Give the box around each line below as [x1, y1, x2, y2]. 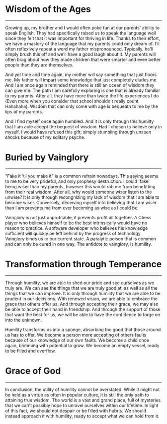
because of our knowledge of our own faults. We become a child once [5, 337, 149, 343]
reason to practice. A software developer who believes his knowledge [5, 225, 148, 231]
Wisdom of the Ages [5, 3, 91, 15]
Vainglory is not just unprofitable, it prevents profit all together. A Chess [5, 214, 152, 220]
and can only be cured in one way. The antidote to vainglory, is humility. [5, 241, 153, 247]
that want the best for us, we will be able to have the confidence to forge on [5, 311, 161, 318]
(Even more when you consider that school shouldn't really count [5, 98, 139, 104]
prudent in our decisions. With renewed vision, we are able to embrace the [5, 296, 158, 302]
